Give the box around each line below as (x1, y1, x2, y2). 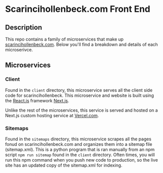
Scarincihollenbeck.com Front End (5, 3, 151, 15)
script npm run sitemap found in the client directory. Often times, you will (5, 152, 155, 158)
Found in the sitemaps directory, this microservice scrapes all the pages (5, 136, 152, 142)
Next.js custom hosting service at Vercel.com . (5, 112, 99, 118)
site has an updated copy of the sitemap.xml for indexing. (5, 162, 122, 168)
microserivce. (5, 47, 33, 52)
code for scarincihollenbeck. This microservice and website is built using (5, 92, 154, 98)
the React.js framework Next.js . (5, 97, 69, 103)
